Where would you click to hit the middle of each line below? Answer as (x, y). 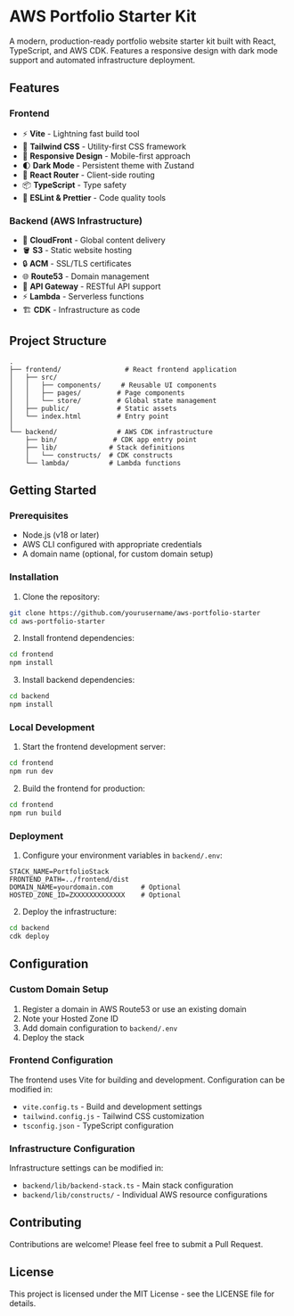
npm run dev (31, 772)
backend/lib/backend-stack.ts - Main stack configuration (128, 1185)
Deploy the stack (53, 1037)
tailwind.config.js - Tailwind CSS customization (113, 1115)
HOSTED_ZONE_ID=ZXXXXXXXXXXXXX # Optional (95, 895)
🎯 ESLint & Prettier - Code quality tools (94, 197)
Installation (34, 577)
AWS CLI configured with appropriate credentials (112, 545)
